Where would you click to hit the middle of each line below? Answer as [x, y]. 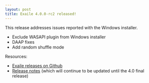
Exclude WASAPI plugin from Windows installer [59, 37]
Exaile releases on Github [37, 66]
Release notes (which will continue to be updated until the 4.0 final [78, 71]
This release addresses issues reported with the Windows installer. [71, 27]
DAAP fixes [23, 42]
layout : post [18, 9]
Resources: [16, 56]
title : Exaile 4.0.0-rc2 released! [41, 14]
